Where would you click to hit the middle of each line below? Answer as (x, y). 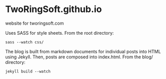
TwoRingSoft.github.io (54, 9)
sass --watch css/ (24, 42)
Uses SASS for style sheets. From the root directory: (60, 33)
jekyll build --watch (28, 71)
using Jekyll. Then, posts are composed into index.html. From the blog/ (79, 57)
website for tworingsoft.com (35, 23)
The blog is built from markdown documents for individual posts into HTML (83, 51)
